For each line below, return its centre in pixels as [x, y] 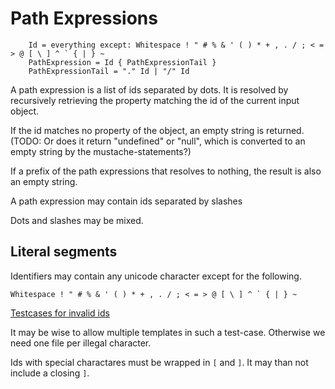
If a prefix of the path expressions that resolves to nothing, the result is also [166, 171]
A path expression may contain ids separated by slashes [126, 201]
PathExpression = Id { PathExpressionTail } [122, 62]
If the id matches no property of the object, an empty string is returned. [157, 130]
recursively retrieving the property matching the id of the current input [155, 100]
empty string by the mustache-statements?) [101, 151]
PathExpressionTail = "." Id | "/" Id [109, 71]
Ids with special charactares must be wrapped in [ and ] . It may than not [159, 362]
